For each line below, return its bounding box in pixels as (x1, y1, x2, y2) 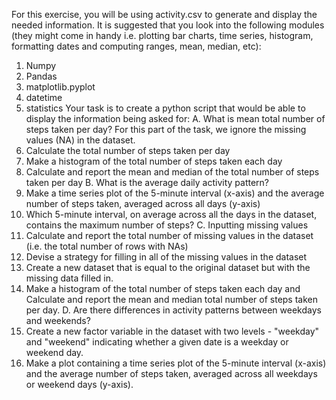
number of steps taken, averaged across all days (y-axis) (25, 198, 261, 209)
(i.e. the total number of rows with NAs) (25, 240, 189, 252)
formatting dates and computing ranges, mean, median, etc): (11, 40, 262, 52)
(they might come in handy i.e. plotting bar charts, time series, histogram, (11, 30, 314, 41)
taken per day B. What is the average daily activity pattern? (25, 177, 270, 188)
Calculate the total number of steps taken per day (25, 145, 231, 156)
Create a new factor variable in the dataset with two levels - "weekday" (25, 325, 320, 337)
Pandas (25, 70, 58, 82)
